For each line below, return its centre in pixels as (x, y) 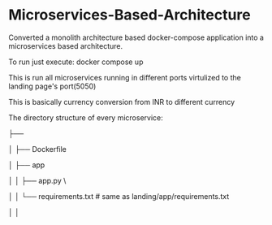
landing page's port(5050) (52, 86)
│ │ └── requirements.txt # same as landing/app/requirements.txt (119, 196)
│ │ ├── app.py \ (37, 180)
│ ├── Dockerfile (38, 149)
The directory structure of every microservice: (86, 117)
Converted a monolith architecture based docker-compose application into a (136, 37)
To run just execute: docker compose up (76, 62)
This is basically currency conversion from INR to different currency (122, 102)
